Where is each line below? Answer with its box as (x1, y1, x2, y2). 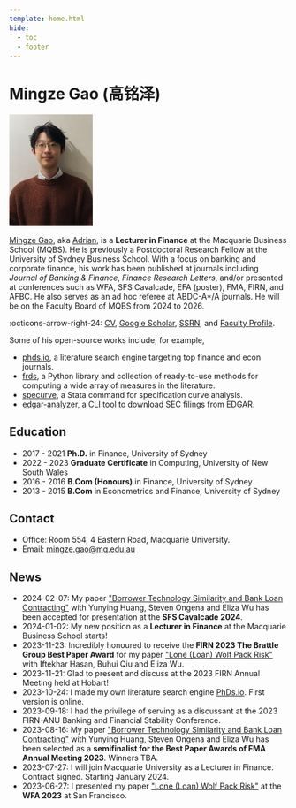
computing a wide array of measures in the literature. (21, 380, 216, 391)
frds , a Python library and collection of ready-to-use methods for (21, 370, 259, 381)
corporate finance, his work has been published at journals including (9, 263, 259, 273)
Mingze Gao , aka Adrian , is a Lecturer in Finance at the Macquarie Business (9, 234, 287, 245)
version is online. (21, 697, 84, 707)
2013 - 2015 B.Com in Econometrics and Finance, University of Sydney (21, 485, 281, 496)
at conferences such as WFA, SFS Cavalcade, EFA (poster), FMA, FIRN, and (9, 281, 285, 292)
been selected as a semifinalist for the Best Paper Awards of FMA (21, 743, 267, 754)
